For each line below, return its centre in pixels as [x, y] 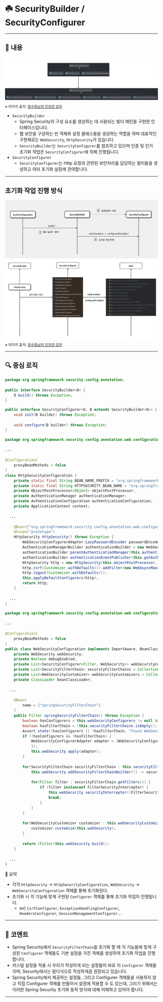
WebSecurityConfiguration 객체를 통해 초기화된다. [60, 891]
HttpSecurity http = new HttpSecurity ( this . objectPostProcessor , [90, 563]
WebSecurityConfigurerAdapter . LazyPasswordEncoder [75, 542]
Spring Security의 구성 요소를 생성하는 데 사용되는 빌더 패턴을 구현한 [85, 122]
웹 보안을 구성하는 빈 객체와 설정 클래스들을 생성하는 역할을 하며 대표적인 [88, 134]
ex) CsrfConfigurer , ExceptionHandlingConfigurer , [69, 908]
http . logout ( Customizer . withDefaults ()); [65, 573]
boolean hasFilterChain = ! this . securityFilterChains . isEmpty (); [90, 726]
